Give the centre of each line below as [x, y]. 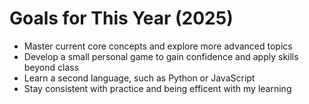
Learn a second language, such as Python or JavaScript [139, 78]
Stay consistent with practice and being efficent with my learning [157, 88]
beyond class [51, 67]
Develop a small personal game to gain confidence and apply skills [161, 56]
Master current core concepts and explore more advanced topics [158, 46]
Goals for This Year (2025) [121, 18]
